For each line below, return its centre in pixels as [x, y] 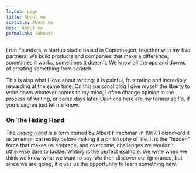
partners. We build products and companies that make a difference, [87, 56]
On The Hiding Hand [35, 120]
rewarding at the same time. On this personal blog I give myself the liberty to [98, 86]
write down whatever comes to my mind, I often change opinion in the [90, 93]
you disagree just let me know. [43, 105]
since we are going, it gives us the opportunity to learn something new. [92, 164]
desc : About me [25, 28]
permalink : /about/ [30, 33]
